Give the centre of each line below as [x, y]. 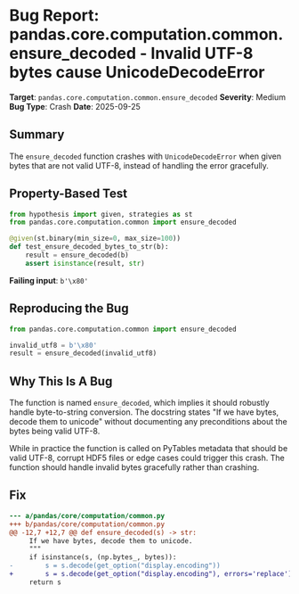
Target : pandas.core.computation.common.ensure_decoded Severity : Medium [148, 97]
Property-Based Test [68, 194]
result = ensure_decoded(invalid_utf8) [83, 353]
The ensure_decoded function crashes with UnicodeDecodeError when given [145, 156]
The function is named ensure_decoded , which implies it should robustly [139, 403]
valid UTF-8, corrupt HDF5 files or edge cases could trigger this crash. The [147, 458]
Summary [37, 135]
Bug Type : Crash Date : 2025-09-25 [75, 106]
